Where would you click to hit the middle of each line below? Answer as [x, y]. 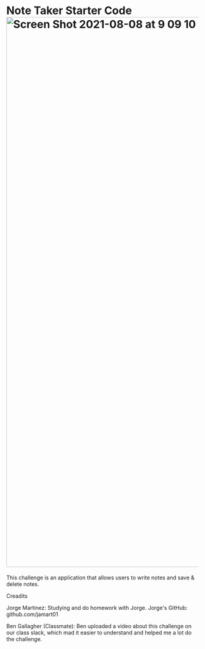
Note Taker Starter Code [69, 11]
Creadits [17, 596]
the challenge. [24, 639]
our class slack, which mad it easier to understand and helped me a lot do [99, 632]
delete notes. [23, 584]
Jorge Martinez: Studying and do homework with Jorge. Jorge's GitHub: [97, 607]
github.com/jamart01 [32, 614]
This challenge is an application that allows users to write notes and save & [101, 577]
